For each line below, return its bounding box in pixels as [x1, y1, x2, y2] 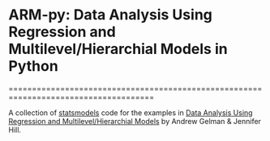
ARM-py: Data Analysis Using [8, 6, 213, 24]
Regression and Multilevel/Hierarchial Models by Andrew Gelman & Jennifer [8, 116, 262, 126]
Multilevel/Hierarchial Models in [8, 40, 229, 58]
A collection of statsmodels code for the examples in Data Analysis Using [8, 107, 253, 118]
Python [8, 57, 58, 76]
